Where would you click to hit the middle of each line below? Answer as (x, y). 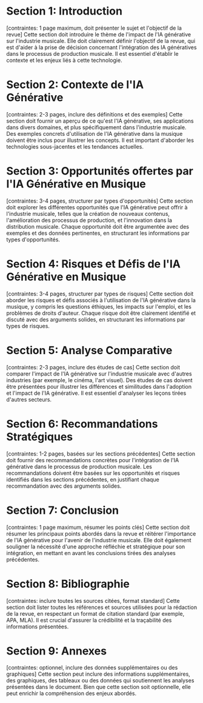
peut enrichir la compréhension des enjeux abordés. (72, 693)
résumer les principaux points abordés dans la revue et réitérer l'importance (101, 533)
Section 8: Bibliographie (68, 584)
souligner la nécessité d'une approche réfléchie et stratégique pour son (96, 547)
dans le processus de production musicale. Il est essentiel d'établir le (92, 53)
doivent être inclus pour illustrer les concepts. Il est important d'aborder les (100, 140)
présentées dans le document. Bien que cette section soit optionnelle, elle (98, 687)
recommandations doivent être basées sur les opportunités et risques (93, 473)
